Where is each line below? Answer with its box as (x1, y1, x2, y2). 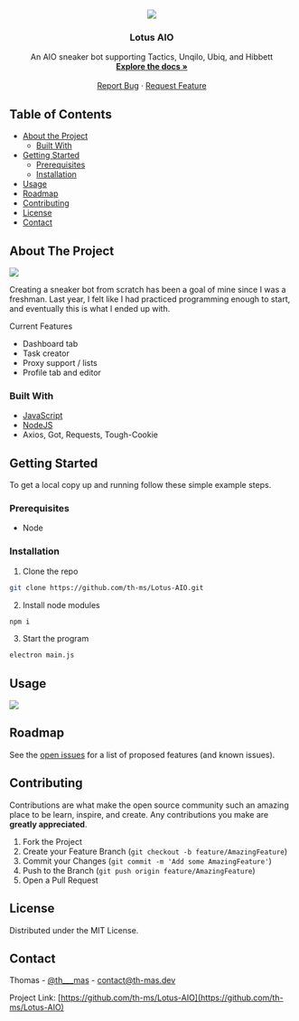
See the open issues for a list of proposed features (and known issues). (9, 749, 276, 760)
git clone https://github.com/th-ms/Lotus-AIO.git (9, 583, 204, 592)
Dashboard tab (22, 338, 79, 349)
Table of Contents (9, 107, 113, 122)
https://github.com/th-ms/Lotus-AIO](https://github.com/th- (60, 992, 284, 1003)
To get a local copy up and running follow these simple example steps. (9, 480, 272, 491)
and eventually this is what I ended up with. (9, 303, 171, 314)
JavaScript (22, 410, 63, 421)
